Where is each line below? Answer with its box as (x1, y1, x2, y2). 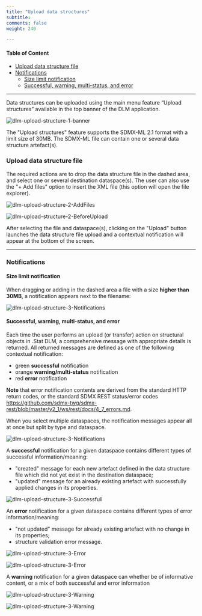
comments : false (6, 20, 47, 26)
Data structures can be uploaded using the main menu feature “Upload (6, 99, 182, 106)
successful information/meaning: (6, 453, 88, 460)
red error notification (14, 375, 67, 382)
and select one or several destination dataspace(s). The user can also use (6, 177, 190, 184)
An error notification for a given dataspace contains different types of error (6, 507, 192, 514)
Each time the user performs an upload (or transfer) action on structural (6, 331, 184, 338)
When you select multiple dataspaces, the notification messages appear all (6, 417, 192, 424)
